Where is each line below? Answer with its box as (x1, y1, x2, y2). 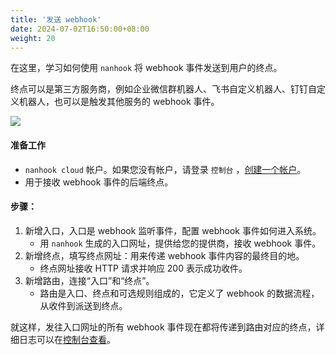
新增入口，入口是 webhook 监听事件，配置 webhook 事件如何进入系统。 (24, 224, 322, 236)
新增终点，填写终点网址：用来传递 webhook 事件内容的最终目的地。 (24, 249, 305, 261)
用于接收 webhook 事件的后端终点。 (24, 176, 174, 188)
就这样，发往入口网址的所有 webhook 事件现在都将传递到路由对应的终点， (10, 321, 317, 333)
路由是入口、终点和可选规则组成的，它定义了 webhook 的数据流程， (39, 287, 320, 299)
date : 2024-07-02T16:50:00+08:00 (10, 24, 150, 34)
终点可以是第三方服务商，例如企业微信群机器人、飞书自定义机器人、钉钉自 (10, 83, 317, 95)
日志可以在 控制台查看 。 (18, 333, 116, 345)
